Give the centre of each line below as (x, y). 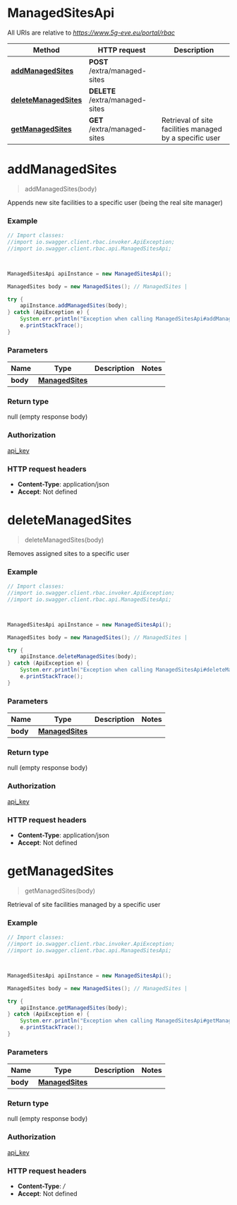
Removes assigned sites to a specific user (68, 553)
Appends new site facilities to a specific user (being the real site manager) (115, 202)
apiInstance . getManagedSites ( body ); (74, 1008)
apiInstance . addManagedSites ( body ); (74, 306)
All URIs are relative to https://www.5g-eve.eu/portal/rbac (91, 32)
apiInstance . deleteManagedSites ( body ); (79, 657)
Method (46, 49)
